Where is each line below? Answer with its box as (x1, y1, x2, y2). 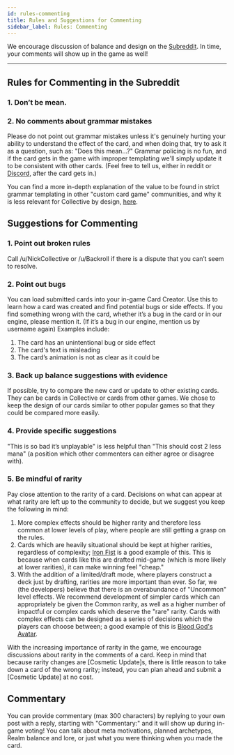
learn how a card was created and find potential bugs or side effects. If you (7, 302, 223, 311)
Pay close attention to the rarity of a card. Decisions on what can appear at (7, 490, 222, 498)
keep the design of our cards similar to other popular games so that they (7, 401, 215, 410)
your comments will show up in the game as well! (7, 50, 148, 58)
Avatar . (17, 629, 38, 638)
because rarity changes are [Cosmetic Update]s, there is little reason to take (7, 657, 226, 666)
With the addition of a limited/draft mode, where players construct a (17, 570, 212, 578)
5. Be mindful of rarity (7, 474, 82, 484)
